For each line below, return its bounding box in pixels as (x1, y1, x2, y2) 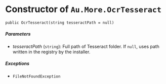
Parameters (5, 31, 31, 37)
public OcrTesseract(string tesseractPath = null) (5, 20, 114, 25)
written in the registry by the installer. (12, 49, 91, 55)
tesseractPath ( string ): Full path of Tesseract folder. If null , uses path (12, 43, 159, 49)
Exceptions (5, 60, 29, 66)
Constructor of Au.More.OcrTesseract (5, 4, 162, 15)
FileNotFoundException (12, 74, 61, 79)
